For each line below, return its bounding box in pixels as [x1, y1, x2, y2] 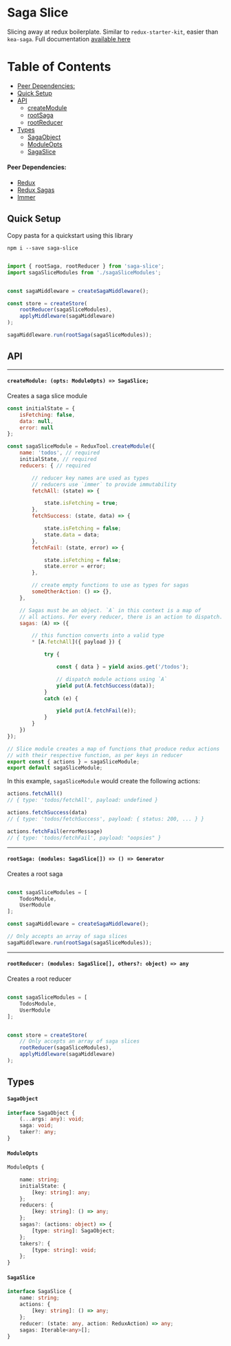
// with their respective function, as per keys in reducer [7, 752, 184, 759]
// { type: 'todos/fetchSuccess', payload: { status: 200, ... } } [7, 815, 205, 823]
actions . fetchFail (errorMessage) [7, 827, 103, 835]
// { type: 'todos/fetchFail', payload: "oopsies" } [7, 834, 162, 841]
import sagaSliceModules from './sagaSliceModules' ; [7, 269, 162, 276]
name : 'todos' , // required [19, 449, 100, 457]
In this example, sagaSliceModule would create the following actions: [7, 777, 201, 785]
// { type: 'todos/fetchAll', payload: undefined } [7, 796, 158, 804]
